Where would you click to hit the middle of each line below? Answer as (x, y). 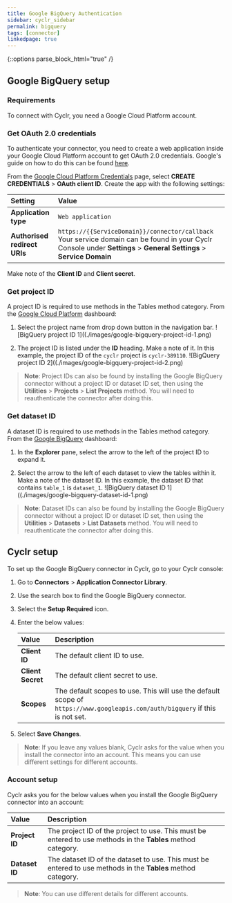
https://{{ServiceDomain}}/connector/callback (136, 232)
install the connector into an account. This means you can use (113, 754)
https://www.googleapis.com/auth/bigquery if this (135, 708)
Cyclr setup (33, 552)
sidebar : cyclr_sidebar (41, 20)
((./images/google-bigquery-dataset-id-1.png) (83, 494)
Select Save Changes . (49, 734)
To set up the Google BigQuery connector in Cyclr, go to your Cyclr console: (115, 568)
